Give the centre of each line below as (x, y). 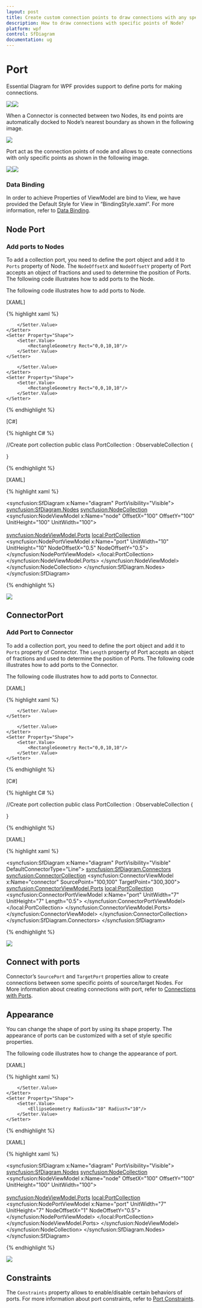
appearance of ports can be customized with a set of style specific (89, 1035)
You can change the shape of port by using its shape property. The (89, 1029)
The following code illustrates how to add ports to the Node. (81, 279)
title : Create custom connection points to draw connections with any (96, 17)
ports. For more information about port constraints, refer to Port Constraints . (101, 1299)
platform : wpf (24, 29)
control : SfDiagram (31, 34)
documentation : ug (29, 40)
